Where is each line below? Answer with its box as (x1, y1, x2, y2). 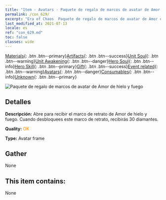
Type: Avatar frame (5, 135, 45, 141)
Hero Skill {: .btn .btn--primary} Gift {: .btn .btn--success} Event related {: (14, 63, 158, 69)
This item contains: (5, 177, 66, 185)
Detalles (5, 98, 31, 106)
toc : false (5, 35, 28, 40)
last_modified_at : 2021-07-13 (5, 21, 68, 26)
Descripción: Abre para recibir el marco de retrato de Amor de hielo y (5, 111, 147, 117)
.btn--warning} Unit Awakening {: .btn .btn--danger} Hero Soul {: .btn (5, 58, 141, 64)
